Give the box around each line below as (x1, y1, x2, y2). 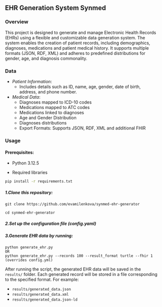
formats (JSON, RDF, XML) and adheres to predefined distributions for (5, 50, 146, 56)
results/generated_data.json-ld (12, 297, 78, 302)
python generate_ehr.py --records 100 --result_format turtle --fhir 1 (5, 253, 153, 258)
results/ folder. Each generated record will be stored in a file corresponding (5, 271, 158, 277)
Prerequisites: (5, 149, 34, 155)
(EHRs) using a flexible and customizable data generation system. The (5, 35, 146, 40)
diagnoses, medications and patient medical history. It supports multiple (5, 45, 149, 51)
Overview (5, 18, 29, 25)
